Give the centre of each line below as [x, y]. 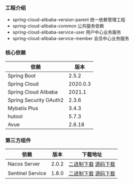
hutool [15, 116]
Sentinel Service [27, 173]
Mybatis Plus [23, 108]
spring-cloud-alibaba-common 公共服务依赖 [58, 26]
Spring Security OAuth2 [36, 100]
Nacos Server [24, 163]
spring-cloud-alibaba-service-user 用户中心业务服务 [67, 32]
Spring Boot [22, 75]
